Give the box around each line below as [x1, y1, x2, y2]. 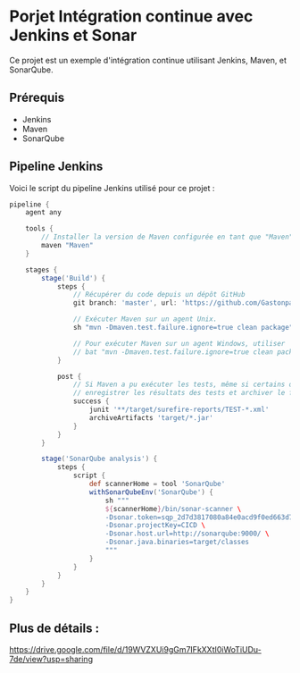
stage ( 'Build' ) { [41, 273, 105, 282]
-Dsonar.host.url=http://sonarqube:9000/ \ [104, 529, 270, 538]
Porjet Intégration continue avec [9, 6, 254, 27]
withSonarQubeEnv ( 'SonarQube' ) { [88, 487, 214, 497]
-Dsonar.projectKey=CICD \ [104, 521, 205, 530]
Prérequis [9, 90, 65, 105]
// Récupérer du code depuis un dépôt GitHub [72, 290, 246, 299]
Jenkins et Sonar [9, 25, 137, 46]
